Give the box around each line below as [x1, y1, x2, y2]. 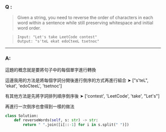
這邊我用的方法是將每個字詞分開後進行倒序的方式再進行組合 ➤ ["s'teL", [5, 77, 149, 83]
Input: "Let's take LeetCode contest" [17, 34, 97, 40]
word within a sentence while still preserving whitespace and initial [17, 20, 154, 26]
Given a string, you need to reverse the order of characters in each [17, 15, 153, 21]
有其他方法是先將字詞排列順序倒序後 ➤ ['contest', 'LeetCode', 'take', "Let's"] [5, 93, 160, 99]
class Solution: [5, 113, 39, 118]
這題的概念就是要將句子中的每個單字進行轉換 [5, 66, 96, 72]
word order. [17, 25, 41, 31]
